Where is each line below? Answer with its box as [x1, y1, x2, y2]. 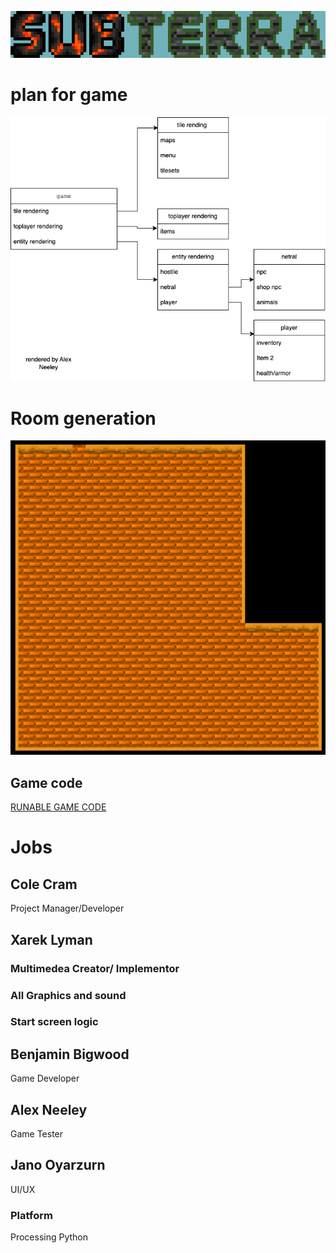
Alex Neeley [10, 1101, 88, 1118]
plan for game [10, 83, 128, 106]
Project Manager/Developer [10, 902, 125, 915]
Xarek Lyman [10, 931, 93, 948]
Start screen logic [10, 1015, 99, 1029]
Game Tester [10, 1128, 64, 1140]
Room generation [10, 407, 157, 430]
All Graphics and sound [10, 988, 127, 1002]
